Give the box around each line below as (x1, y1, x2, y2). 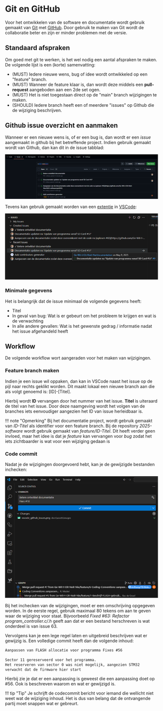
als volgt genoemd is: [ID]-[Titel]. (5, 388, 71, 394)
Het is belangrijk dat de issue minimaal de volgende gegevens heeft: (5, 298, 142, 304)
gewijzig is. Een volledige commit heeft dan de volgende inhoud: (5, 638, 134, 644)
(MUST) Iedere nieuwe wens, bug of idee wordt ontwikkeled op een (12, 71, 148, 77)
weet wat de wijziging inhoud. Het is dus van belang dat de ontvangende (5, 695, 151, 701)
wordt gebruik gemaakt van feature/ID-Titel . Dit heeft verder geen (24, 428, 155, 434)
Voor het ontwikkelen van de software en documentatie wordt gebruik (5, 19, 145, 25)
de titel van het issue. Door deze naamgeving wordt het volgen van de (5, 403, 145, 409)
